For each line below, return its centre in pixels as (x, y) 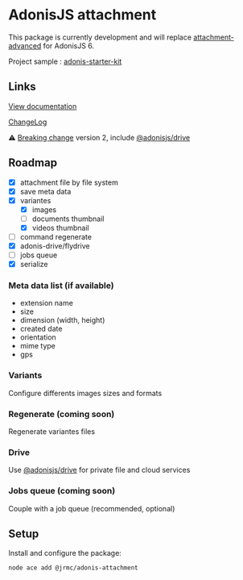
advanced (25, 45)
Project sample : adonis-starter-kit (65, 61)
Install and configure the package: (65, 553)
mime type (38, 346)
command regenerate (56, 236)
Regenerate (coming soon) (62, 414)
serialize (34, 265)
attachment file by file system (69, 182)
